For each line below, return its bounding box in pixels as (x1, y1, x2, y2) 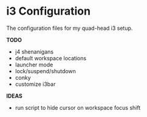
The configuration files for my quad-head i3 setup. (6, 24, 133, 32)
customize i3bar (15, 80, 56, 88)
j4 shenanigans (15, 48, 53, 55)
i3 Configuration (6, 4, 91, 18)
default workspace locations (15, 54, 87, 62)
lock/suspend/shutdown (15, 67, 76, 74)
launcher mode (15, 61, 53, 68)
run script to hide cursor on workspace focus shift (15, 104, 141, 111)
